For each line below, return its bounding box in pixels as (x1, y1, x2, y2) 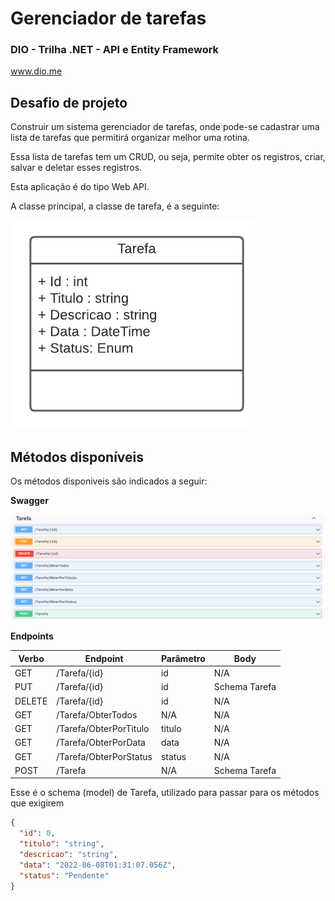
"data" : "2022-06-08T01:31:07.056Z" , (19, 860, 177, 870)
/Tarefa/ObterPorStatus (56, 750, 153, 762)
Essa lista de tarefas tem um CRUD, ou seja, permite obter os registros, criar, (10, 151, 326, 163)
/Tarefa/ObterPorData (56, 737, 146, 749)
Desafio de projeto (10, 94, 128, 111)
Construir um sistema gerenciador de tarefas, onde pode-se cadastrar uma (10, 121, 320, 133)
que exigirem (10, 797, 65, 809)
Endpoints (10, 630, 54, 642)
